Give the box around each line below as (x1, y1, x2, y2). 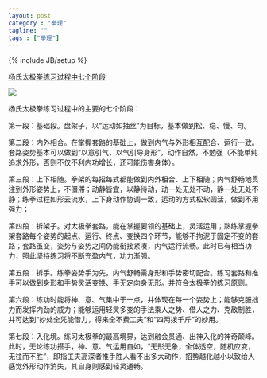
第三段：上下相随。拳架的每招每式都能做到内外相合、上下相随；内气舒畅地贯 (8, 174, 259, 184)
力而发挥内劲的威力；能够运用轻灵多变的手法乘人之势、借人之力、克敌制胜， (8, 305, 259, 314)
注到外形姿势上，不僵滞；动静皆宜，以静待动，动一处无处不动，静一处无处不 (8, 185, 259, 194)
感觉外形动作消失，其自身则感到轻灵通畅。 (8, 361, 148, 371)
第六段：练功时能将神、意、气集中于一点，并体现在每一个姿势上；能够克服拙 (8, 295, 259, 305)
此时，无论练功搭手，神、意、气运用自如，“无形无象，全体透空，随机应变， (8, 341, 256, 351)
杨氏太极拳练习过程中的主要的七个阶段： (8, 104, 141, 114)
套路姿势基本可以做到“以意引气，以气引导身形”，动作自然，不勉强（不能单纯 (8, 148, 258, 158)
